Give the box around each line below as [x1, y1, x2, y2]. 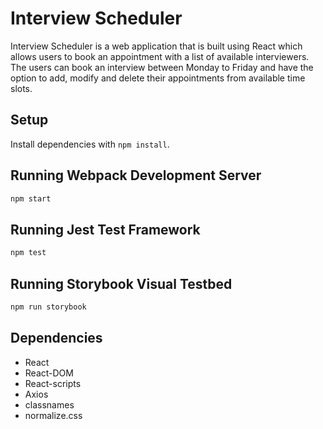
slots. [10, 82, 33, 94]
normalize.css [24, 409, 83, 421]
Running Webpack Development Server [10, 167, 262, 184]
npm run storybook [10, 302, 87, 312]
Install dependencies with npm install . [10, 138, 170, 150]
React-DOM [24, 367, 74, 379]
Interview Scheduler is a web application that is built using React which [10, 40, 303, 52]
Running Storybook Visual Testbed [10, 275, 233, 292]
